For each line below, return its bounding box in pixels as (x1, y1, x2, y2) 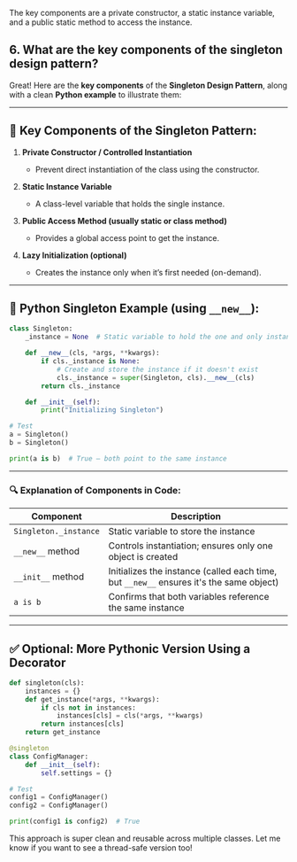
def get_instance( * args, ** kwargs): (25, 695, 161, 703)
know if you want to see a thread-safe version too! (9, 843, 193, 853)
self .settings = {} (41, 768, 113, 778)
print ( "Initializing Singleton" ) (41, 406, 164, 415)
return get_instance (25, 728, 101, 737)
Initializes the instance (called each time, (108, 565, 278, 578)
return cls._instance (41, 381, 121, 391)
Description (171, 510, 221, 523)
